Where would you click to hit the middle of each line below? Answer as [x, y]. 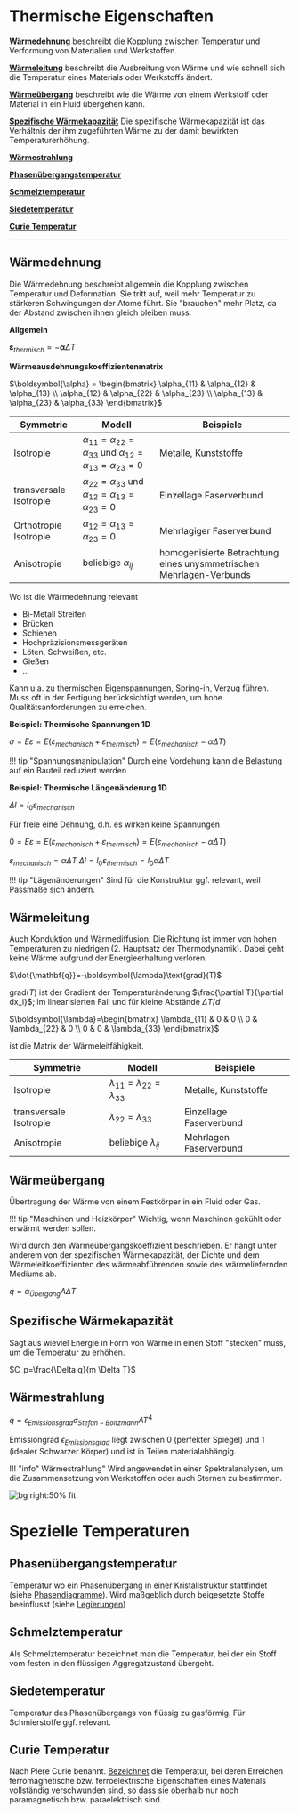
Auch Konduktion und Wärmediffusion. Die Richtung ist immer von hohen [143, 939]
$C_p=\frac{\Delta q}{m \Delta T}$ [73, 1369]
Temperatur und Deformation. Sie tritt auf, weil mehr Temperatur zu [133, 293]
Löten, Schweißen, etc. [64, 652]
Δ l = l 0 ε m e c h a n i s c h [42, 806]
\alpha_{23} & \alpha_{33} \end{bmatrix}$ [86, 402]
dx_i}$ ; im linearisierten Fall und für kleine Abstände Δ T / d [115, 1002]
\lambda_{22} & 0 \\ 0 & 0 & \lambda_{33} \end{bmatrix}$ [114, 1029]
